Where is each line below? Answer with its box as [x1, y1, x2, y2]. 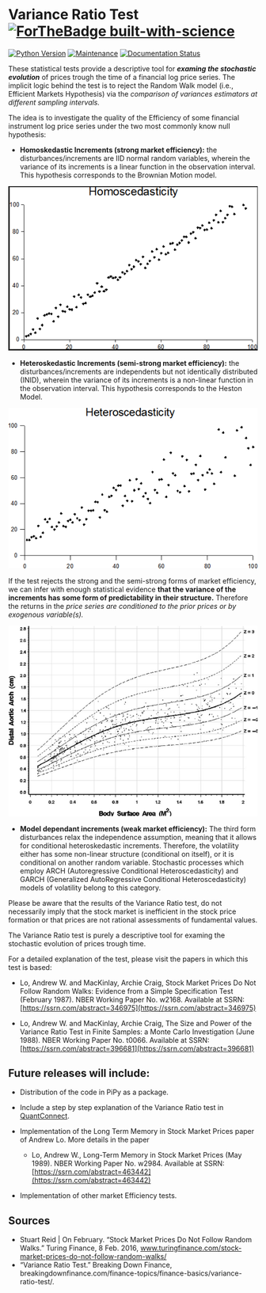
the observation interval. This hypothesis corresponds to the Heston [19, 384, 243, 394]
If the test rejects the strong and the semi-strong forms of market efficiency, [8, 576, 257, 585]
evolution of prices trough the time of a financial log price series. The [8, 72, 236, 82]
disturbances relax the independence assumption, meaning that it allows [19, 832, 257, 842]
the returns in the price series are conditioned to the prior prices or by [8, 601, 237, 610]
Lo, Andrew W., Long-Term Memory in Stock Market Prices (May [31, 1150, 242, 1160]
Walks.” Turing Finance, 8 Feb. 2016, [19, 1243, 139, 1253]
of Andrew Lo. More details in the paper [19, 1135, 150, 1145]
